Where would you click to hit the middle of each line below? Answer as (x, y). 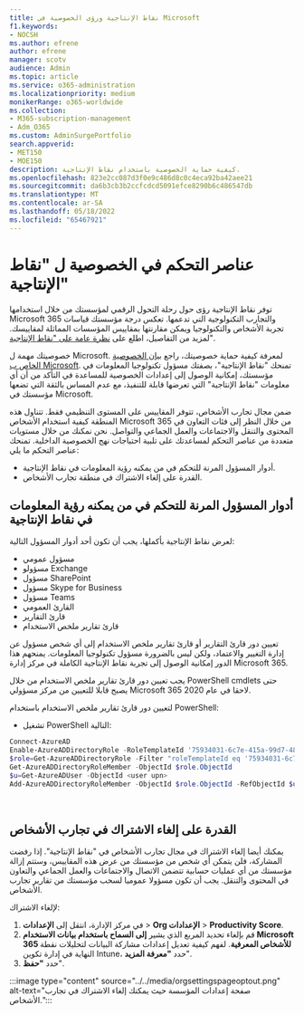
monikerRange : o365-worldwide (66, 102)
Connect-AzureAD (40, 742)
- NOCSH (24, 34)
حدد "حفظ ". (43, 963)
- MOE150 (26, 161)
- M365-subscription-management (70, 119)
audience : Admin (40, 69)
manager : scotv (38, 60)
